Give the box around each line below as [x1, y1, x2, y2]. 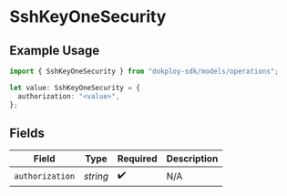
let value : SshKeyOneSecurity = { [9, 83, 141, 92]
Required [117, 152, 158, 165]
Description [166, 152, 219, 165]
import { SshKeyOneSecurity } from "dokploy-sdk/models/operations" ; [9, 67, 280, 76]
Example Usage [9, 43, 100, 58]
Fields [9, 125, 46, 140]
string [83, 170, 109, 182]
